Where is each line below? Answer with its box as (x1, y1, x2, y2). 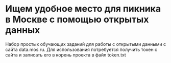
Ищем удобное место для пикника (5, 3, 161, 15)
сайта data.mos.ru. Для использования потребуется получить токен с (5, 46, 158, 52)
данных (5, 25, 40, 36)
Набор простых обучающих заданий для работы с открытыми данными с (5, 41, 166, 47)
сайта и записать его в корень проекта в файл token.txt (5, 51, 126, 58)
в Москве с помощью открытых (5, 14, 149, 25)
